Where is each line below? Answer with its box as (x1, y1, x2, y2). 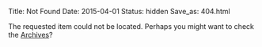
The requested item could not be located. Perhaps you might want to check (8, 22, 255, 31)
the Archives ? (8, 31, 53, 39)
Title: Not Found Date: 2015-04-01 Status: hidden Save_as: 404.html (8, 7, 231, 16)
